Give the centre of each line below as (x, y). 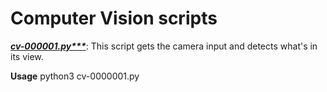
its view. (27, 56)
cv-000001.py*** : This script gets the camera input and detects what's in (164, 46)
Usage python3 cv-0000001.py (75, 76)
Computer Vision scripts (114, 18)
